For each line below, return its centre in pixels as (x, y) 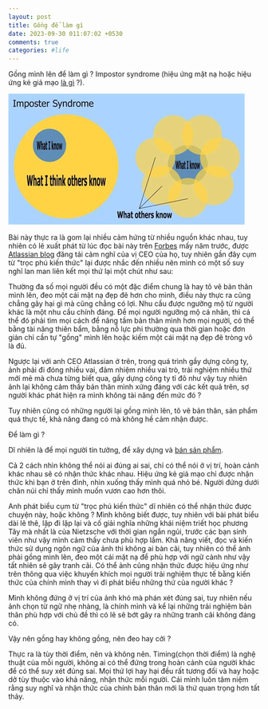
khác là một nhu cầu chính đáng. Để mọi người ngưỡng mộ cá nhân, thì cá (130, 312)
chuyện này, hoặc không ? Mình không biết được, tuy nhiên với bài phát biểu (134, 515)
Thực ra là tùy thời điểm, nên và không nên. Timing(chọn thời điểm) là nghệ (132, 654)
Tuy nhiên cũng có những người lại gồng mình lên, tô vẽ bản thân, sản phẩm (133, 411)
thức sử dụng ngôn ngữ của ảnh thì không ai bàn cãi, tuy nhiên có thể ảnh (130, 549)
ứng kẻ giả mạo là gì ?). (47, 83)
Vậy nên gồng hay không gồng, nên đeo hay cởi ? (90, 639)
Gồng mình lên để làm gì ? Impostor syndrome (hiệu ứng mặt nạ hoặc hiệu (130, 74)
